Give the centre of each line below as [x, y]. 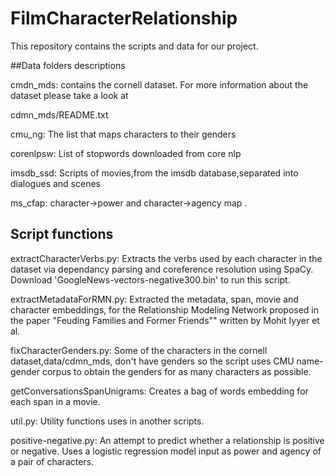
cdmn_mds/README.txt [59, 114]
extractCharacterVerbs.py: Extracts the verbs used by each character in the [166, 258]
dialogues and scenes [55, 183]
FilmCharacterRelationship [124, 18]
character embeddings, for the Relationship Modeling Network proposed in [165, 309]
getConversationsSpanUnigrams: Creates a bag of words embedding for [159, 391]
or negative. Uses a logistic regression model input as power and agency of [166, 451]
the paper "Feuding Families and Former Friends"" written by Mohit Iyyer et [165, 320]
